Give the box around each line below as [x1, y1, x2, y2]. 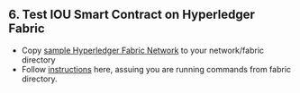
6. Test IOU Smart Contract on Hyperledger [8, 7, 256, 22]
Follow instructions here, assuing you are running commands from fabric [21, 63, 292, 74]
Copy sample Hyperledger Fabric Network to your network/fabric [21, 45, 265, 55]
